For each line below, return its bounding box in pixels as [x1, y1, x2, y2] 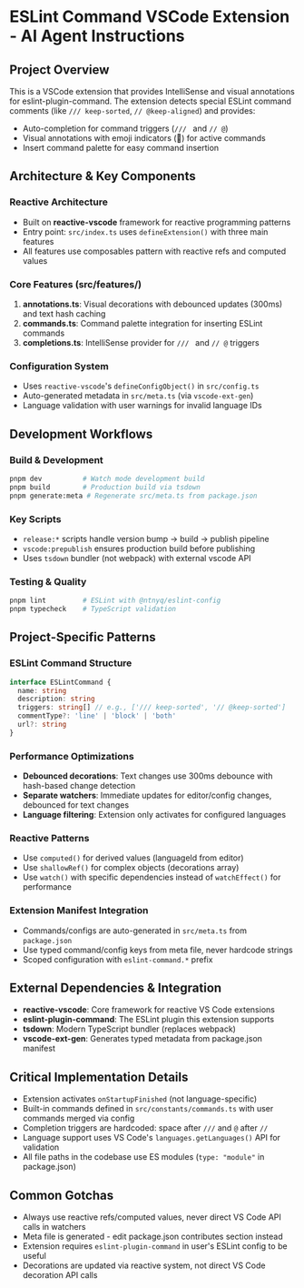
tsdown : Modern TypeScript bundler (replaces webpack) [22, 1023, 236, 1034]
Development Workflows [9, 426, 153, 442]
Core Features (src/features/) [9, 277, 142, 290]
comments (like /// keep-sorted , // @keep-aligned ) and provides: [9, 106, 256, 116]
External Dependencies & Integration [9, 981, 222, 996]
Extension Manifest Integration [9, 904, 149, 917]
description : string [17, 694, 95, 704]
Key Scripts [9, 512, 62, 525]
